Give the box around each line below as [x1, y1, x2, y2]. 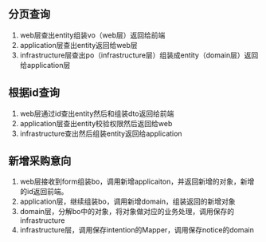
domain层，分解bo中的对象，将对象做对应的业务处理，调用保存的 [19, 207, 235, 216]
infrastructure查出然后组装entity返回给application [19, 129, 182, 138]
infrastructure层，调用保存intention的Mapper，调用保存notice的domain [19, 225, 255, 235]
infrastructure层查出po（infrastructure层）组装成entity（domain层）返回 [19, 50, 259, 60]
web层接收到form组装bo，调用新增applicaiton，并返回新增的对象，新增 [19, 177, 255, 186]
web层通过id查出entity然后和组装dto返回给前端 [19, 109, 174, 118]
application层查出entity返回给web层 [19, 40, 138, 50]
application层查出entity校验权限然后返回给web [19, 118, 173, 128]
